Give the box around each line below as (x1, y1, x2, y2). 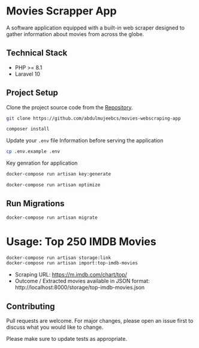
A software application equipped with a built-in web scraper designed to (6, 24, 185, 31)
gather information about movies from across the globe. (6, 30, 144, 37)
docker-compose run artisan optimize (6, 182, 101, 188)
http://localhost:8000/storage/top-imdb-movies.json (14, 284, 145, 291)
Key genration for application (6, 159, 78, 166)
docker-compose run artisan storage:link (6, 254, 111, 261)
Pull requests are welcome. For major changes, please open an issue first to (6, 317, 194, 325)
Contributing (6, 301, 55, 311)
